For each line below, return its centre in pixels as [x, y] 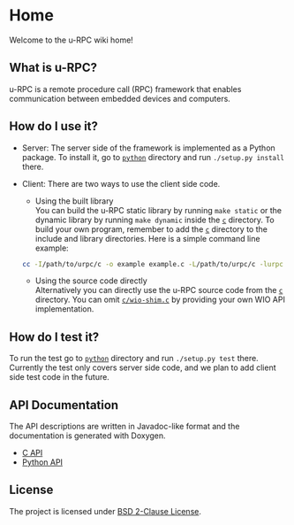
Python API [42, 462]
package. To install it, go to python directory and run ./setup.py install [153, 157]
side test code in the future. [60, 377]
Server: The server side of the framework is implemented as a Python [148, 148]
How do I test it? [54, 337]
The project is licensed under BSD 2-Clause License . [105, 511]
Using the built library [74, 201]
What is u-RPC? [53, 68]
